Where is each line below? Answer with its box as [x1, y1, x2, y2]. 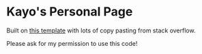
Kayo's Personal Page [6, 4, 133, 20]
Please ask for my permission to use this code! [6, 39, 138, 47]
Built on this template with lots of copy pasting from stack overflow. [6, 26, 196, 34]
